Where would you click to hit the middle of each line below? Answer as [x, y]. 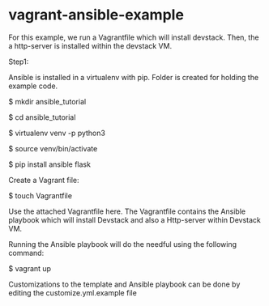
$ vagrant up [30, 268]
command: [26, 253]
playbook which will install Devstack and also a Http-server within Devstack [135, 219]
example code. [33, 86]
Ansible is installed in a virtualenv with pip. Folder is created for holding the [134, 77]
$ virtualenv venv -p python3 [57, 133]
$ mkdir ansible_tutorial [47, 101]
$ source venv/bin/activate [53, 148]
